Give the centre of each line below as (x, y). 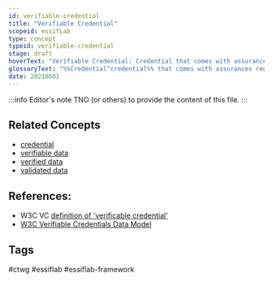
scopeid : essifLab (39, 31)
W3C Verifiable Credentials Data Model (86, 224)
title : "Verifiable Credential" (63, 24)
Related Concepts (55, 126)
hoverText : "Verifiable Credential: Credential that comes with (119, 62)
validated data (44, 171)
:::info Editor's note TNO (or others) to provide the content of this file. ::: (128, 99)
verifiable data (44, 153)
